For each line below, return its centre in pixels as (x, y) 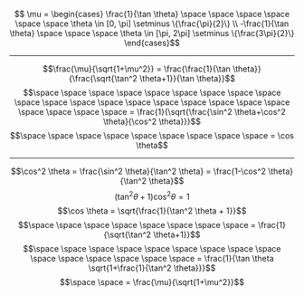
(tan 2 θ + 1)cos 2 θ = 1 (152, 196)
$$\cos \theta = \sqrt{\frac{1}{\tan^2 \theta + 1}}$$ (152, 210)
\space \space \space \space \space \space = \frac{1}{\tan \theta (152, 258)
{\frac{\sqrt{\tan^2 (104, 78)
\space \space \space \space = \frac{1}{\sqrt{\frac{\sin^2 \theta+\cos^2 (152, 112)
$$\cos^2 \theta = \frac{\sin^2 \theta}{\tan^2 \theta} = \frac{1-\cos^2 (138, 171)
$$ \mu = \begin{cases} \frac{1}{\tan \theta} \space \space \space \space (152, 14)
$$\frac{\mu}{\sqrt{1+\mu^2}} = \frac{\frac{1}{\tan (137, 69)
